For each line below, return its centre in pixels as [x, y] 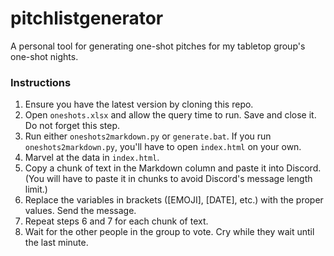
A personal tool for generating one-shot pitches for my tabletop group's [158, 46]
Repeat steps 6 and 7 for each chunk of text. [116, 221]
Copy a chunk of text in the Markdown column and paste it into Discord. [173, 168]
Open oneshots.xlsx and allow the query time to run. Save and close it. [170, 115]
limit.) [36, 189]
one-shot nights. [44, 56]
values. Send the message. [80, 211]
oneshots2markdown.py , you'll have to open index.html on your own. [163, 147]
